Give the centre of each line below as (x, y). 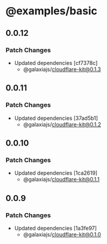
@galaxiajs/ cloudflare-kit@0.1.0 (62, 234)
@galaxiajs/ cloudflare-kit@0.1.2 (62, 124)
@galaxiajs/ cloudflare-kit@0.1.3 (62, 69)
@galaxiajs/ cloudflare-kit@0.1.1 (61, 180)
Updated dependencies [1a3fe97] (55, 228)
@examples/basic (51, 11)
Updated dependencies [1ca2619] (56, 173)
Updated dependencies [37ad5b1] (56, 118)
